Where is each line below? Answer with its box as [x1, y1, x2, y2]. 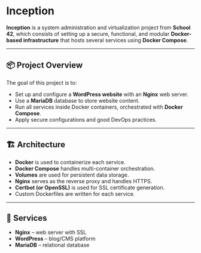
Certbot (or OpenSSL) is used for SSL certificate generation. [14, 184, 165, 191]
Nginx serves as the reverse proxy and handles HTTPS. [14, 177, 153, 184]
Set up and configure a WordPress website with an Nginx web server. [14, 91, 189, 98]
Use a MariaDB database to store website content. [14, 97, 140, 104]
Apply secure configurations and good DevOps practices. [14, 116, 157, 123]
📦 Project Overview [6, 60, 83, 70]
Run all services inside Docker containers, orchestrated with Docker [14, 103, 184, 110]
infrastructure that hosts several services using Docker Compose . [23, 36, 188, 44]
